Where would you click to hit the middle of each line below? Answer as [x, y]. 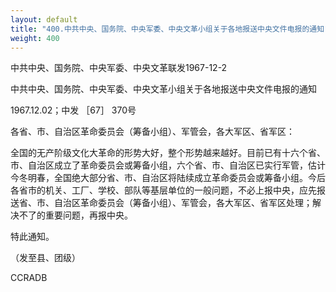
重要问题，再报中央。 [88, 215]
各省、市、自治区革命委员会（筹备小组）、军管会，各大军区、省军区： [152, 132]
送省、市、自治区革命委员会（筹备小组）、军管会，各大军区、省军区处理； [161, 203]
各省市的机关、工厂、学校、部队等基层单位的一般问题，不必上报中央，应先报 [168, 190]
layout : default [44, 19]
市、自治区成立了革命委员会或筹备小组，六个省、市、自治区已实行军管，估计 [168, 165]
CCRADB [29, 278]
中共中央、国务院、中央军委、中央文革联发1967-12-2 [119, 68]
